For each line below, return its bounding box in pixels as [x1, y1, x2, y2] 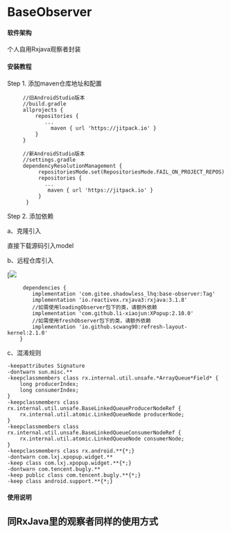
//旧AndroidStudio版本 [22, 94, 85, 101]
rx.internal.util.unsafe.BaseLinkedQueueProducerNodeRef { [7, 405, 182, 412]
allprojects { [22, 106, 64, 113]
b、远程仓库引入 [7, 256, 54, 264]
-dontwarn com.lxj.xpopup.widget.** [7, 453, 113, 460]
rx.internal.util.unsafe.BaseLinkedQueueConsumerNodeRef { [7, 429, 182, 436]
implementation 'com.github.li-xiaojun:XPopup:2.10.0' [32, 310, 194, 316]
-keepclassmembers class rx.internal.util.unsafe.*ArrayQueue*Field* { [7, 374, 219, 382]
